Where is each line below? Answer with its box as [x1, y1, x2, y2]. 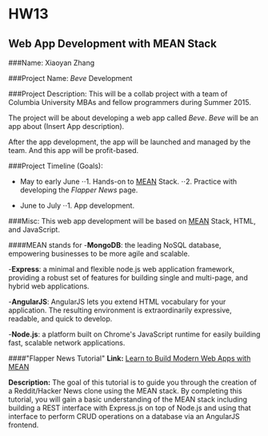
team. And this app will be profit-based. [8, 146, 139, 155]
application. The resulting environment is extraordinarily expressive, [8, 305, 232, 315]
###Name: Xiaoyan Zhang [8, 58, 94, 67]
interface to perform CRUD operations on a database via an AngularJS [8, 412, 240, 421]
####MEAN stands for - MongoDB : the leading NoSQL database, [8, 240, 222, 249]
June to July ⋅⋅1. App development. [19, 201, 134, 210]
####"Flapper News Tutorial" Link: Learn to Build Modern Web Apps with [8, 353, 251, 363]
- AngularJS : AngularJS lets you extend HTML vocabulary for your [8, 297, 226, 306]
